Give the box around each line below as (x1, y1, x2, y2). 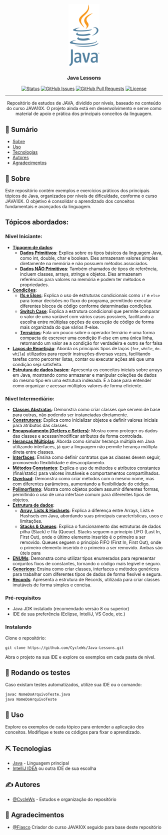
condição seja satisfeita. (12, 361, 62, 367)
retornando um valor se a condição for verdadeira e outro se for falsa (19, 340, 162, 346)
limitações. (19, 518, 42, 524)
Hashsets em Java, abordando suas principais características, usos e (19, 512, 163, 519)
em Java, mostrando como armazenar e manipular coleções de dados (12, 372, 157, 378)
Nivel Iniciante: (5, 233, 42, 240)
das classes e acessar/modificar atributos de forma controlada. (12, 433, 143, 439)
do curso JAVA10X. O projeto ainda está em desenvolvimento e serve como (6, 106, 161, 112)
